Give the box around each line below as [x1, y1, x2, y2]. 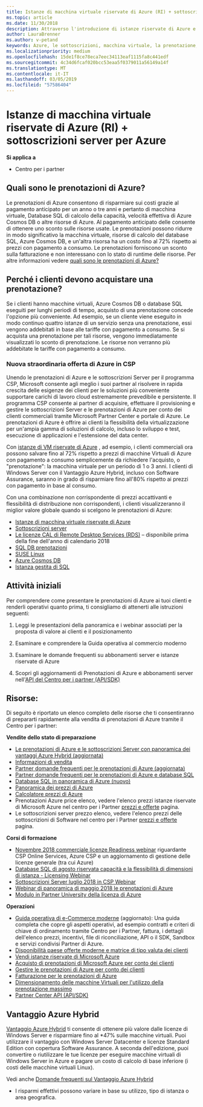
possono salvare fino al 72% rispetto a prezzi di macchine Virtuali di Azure [6, 449, 192, 457]
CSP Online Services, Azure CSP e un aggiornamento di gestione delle [14, 852, 191, 860]
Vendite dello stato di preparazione [6, 734, 97, 741]
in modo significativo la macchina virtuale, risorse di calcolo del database [6, 231, 189, 238]
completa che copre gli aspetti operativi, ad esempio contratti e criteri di [14, 921, 195, 929]
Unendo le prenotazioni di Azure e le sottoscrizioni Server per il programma [6, 373, 195, 381]
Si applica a [6, 154, 36, 161]
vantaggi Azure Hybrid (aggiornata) [14, 752, 104, 759]
